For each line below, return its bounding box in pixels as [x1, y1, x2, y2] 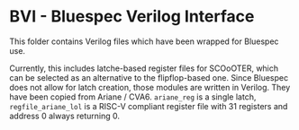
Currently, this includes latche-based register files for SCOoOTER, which [9, 63, 279, 74]
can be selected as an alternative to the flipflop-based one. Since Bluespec [9, 72, 289, 82]
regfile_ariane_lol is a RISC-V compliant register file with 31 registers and [9, 100, 288, 111]
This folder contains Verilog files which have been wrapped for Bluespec [9, 36, 279, 47]
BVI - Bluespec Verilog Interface [9, 6, 255, 27]
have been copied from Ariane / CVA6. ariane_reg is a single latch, [9, 91, 257, 102]
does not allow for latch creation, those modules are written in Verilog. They [9, 82, 291, 92]
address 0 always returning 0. [9, 110, 120, 121]
